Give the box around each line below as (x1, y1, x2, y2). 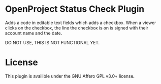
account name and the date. (5, 30, 63, 36)
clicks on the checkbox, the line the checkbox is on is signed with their (5, 25, 149, 30)
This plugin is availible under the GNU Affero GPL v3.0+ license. (5, 73, 135, 79)
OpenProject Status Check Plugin (5, 3, 145, 15)
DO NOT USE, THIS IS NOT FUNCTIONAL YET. (5, 39, 100, 45)
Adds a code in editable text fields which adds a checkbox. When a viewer (5, 20, 156, 26)
